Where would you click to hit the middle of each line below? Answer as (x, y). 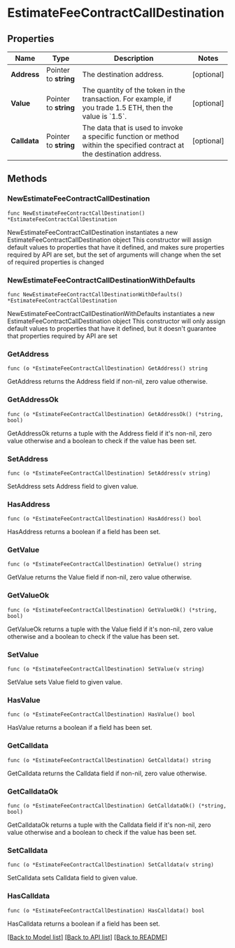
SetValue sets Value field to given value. (65, 682)
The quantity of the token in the (134, 90)
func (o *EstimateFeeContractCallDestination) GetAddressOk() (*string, (115, 414)
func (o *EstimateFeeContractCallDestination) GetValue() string (104, 564)
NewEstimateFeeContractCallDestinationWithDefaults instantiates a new (111, 313)
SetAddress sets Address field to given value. (73, 486)
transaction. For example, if (127, 99)
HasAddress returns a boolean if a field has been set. (84, 532)
